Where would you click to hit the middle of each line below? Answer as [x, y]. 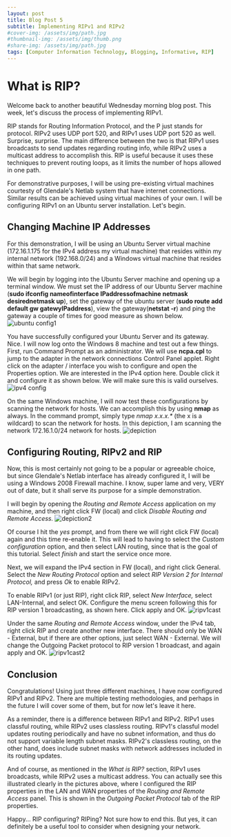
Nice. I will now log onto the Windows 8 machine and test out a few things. [113, 344]
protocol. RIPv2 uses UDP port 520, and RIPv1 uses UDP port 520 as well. [111, 133]
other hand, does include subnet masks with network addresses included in [115, 749]
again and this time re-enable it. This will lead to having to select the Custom [116, 540]
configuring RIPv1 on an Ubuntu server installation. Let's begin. [97, 205]
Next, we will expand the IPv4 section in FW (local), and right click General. [114, 567]
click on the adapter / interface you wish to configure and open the [102, 366]
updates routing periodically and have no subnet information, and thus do [111, 734]
